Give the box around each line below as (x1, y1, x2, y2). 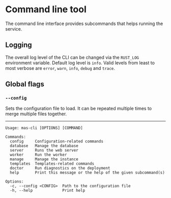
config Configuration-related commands (10, 139, 103, 144)
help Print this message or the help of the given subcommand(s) (10, 170, 165, 176)
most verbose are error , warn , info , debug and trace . (5, 65, 116, 71)
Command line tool (5, 4, 87, 15)
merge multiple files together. (5, 111, 67, 117)
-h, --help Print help (10, 188, 85, 193)
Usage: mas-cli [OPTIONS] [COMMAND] (5, 126, 83, 131)
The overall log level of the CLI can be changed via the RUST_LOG (5, 54, 139, 60)
